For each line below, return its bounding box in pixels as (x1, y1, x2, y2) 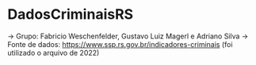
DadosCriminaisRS (7, 5, 134, 23)
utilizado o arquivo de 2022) (7, 48, 100, 57)
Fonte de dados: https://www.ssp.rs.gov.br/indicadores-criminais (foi (7, 39, 233, 49)
